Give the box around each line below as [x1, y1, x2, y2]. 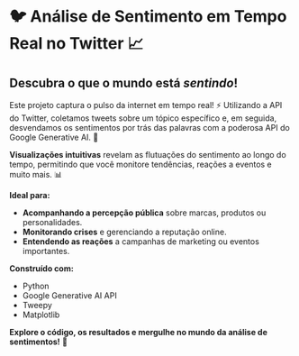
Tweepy [22, 300, 52, 310]
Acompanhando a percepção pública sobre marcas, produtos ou [22, 207, 267, 218]
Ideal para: [9, 190, 50, 200]
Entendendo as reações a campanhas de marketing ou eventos [22, 236, 259, 247]
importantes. [22, 246, 70, 256]
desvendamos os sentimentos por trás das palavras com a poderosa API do [9, 123, 290, 132]
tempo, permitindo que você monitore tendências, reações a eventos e [9, 159, 272, 169]
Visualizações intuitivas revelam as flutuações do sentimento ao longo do [9, 150, 286, 160]
